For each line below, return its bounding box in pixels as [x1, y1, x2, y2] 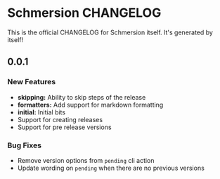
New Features [7, 77, 56, 87]
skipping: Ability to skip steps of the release [17, 93, 146, 101]
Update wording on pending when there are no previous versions [17, 164, 205, 172]
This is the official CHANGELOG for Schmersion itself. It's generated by [7, 28, 213, 37]
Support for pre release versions [17, 123, 112, 131]
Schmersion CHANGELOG [7, 5, 162, 21]
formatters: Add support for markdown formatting [17, 100, 164, 109]
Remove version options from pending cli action [17, 156, 155, 164]
